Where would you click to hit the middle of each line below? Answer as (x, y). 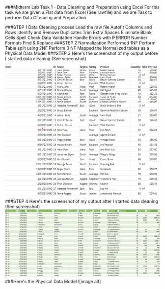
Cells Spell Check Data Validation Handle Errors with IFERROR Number (76, 37)
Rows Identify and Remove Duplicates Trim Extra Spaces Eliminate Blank (78, 32)
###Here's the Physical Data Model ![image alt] (53, 281)
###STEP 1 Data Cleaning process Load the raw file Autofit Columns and (79, 27)
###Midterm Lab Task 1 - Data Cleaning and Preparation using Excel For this (82, 7)
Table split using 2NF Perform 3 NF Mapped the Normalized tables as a (77, 48)
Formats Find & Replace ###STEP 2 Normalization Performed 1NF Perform (80, 43)
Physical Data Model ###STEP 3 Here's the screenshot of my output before (82, 53)
